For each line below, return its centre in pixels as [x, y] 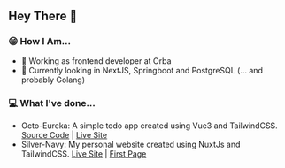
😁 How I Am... [40, 42]
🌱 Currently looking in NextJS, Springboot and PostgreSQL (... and [142, 70]
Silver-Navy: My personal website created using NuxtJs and [131, 144]
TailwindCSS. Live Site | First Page [84, 153]
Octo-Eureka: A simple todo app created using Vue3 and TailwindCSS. [149, 126]
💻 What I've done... [52, 103]
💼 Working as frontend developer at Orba [96, 61]
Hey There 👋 [43, 16]
